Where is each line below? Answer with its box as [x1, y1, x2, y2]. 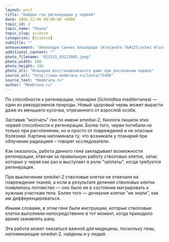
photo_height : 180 [5, 64, 44, 69]
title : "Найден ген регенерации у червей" [5, 12, 96, 17]
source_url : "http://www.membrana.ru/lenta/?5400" [5, 73, 114, 78]
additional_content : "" [5, 49, 55, 54]
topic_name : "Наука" [5, 26, 49, 31]
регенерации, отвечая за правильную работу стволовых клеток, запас [5, 153, 158, 159]
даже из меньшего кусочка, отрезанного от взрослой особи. [5, 107, 137, 113]
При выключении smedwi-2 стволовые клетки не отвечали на [5, 173, 139, 179]
